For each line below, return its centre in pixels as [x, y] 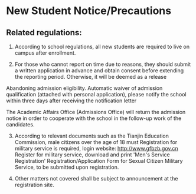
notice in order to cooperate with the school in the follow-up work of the [94, 118]
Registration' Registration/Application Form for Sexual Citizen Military [99, 161]
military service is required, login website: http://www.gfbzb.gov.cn [96, 148]
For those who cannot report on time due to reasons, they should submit [103, 64]
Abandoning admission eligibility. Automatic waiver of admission [84, 88]
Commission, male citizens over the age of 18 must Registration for [96, 142]
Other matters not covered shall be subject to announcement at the [96, 178]
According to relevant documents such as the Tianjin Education [92, 136]
